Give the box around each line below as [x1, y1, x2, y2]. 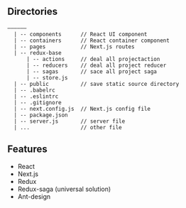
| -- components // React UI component [13, 31, 148, 38]
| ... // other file [13, 124, 122, 131]
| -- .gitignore [13, 99, 62, 106]
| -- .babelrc [13, 87, 55, 94]
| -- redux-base [13, 49, 62, 56]
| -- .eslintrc [13, 92, 59, 100]
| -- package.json [13, 111, 69, 119]
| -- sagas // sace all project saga [26, 67, 158, 75]
